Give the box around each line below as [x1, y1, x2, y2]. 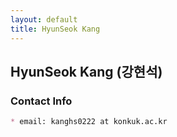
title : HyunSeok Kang [10, 24, 101, 34]
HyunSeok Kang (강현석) [10, 63, 163, 80]
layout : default [10, 14, 78, 25]
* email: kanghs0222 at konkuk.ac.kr [10, 117, 168, 127]
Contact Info [10, 94, 73, 108]
